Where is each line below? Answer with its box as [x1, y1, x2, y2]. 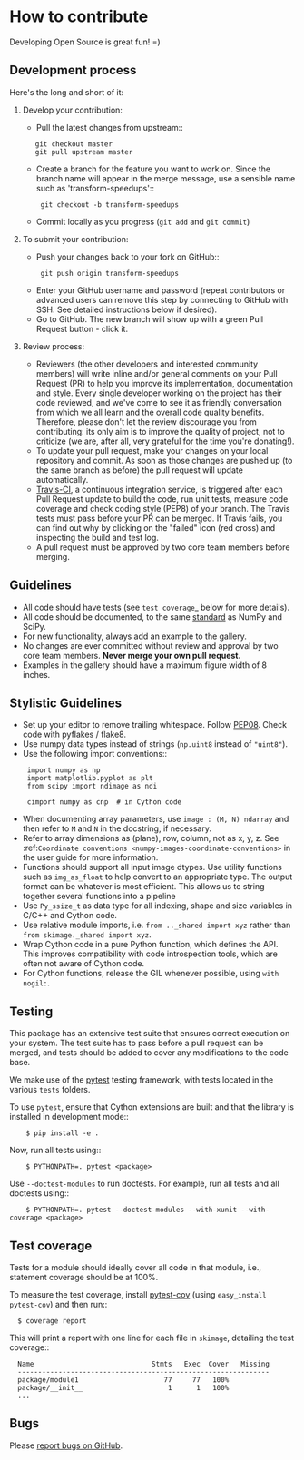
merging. [35, 551, 70, 562]
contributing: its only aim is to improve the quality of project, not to [35, 426, 286, 436]
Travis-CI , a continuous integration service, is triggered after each [35, 484, 283, 495]
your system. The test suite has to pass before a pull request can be [9, 1037, 264, 1049]
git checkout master [34, 139, 113, 149]
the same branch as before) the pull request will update [35, 465, 243, 475]
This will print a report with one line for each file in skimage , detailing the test [9, 1332, 295, 1343]
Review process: [22, 340, 85, 351]
